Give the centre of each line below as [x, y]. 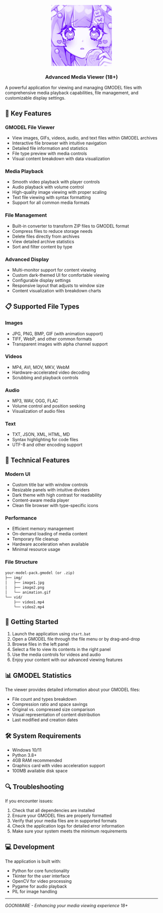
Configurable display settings [41, 280]
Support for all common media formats [51, 203]
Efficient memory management [43, 528]
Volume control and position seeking [49, 406]
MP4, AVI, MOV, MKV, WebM [41, 367]
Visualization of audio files [38, 411]
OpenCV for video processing [42, 881]
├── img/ [14, 578]
